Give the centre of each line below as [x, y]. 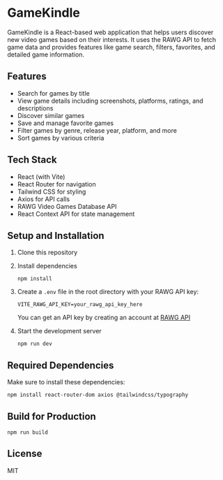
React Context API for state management [76, 214]
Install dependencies [47, 266]
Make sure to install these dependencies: [66, 382]
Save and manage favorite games [65, 123]
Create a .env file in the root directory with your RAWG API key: [108, 292]
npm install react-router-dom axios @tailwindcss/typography [98, 395]
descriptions [35, 108]
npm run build [28, 432]
